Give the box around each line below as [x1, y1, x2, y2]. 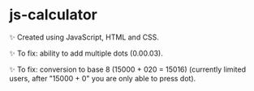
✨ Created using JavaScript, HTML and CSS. [9, 32, 159, 42]
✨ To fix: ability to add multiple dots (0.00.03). [9, 48, 163, 58]
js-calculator [9, 6, 98, 24]
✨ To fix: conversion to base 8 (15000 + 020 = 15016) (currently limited [9, 64, 247, 74]
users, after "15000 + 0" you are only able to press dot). [9, 73, 196, 83]
